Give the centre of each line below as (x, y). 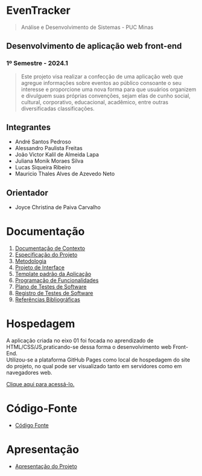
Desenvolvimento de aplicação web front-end (94, 46)
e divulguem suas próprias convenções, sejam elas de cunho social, (106, 96)
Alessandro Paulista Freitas (49, 148)
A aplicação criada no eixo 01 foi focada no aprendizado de (80, 340)
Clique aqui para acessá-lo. (40, 384)
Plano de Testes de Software (51, 287)
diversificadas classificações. (58, 108)
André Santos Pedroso (43, 142)
